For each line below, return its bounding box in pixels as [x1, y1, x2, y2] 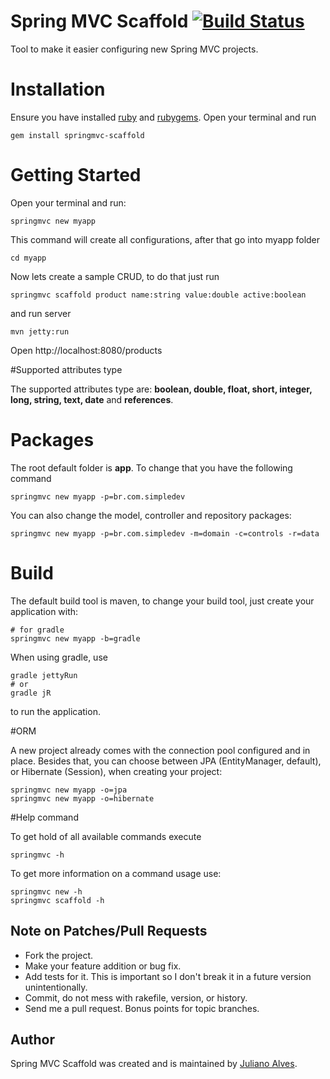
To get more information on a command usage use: [10, 867, 222, 879]
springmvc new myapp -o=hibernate [10, 793, 155, 804]
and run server [10, 307, 72, 319]
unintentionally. [24, 981, 88, 993]
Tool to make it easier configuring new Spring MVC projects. [10, 43, 259, 55]
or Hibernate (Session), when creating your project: [10, 765, 223, 777]
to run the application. [10, 705, 101, 717]
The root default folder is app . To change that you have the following [10, 461, 293, 474]
